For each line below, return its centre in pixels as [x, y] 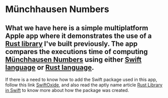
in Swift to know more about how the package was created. [67, 90]
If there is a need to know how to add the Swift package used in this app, [81, 80]
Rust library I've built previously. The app [71, 44]
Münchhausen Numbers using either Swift [73, 59]
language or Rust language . [50, 67]
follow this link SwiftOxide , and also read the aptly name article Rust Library [84, 85]
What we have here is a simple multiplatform [77, 28]
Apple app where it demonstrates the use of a [78, 36]
